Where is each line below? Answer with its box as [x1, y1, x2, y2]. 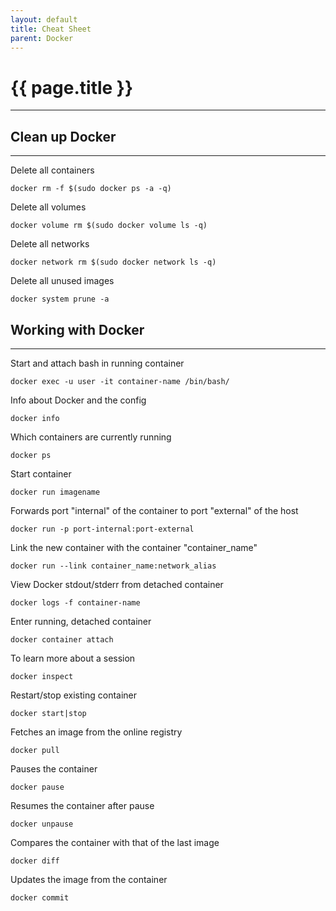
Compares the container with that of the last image [10, 836, 220, 848]
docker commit [10, 892, 70, 903]
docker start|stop [10, 708, 87, 718]
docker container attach [10, 634, 114, 645]
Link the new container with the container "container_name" [10, 541, 258, 553]
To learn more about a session [10, 652, 136, 664]
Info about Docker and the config [10, 394, 147, 406]
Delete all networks [10, 238, 90, 250]
